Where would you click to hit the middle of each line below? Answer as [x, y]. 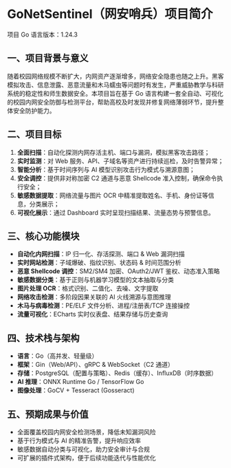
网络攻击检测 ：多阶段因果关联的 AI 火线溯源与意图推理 [94, 297]
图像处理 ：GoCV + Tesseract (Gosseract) [76, 390]
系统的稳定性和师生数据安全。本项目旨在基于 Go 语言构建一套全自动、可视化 [115, 93]
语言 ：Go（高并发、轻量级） [57, 356]
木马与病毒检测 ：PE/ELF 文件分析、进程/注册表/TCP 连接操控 [103, 306]
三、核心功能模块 [43, 236]
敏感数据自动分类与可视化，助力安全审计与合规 [83, 449]
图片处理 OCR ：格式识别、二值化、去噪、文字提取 [88, 288]
